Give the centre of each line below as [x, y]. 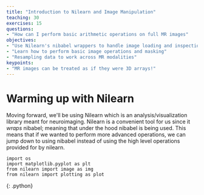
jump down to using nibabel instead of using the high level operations [93, 141]
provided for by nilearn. [36, 148]
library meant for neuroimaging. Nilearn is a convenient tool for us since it [98, 121]
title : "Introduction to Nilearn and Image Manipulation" [81, 12]
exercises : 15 [24, 23]
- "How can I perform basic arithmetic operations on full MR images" [97, 35]
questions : [20, 29]
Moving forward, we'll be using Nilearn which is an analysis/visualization [97, 115]
